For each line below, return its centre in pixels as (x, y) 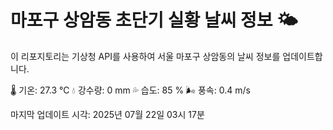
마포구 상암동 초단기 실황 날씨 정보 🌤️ (154, 20)
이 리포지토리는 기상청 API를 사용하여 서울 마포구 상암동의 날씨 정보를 (145, 56)
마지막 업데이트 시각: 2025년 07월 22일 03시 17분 (107, 114)
